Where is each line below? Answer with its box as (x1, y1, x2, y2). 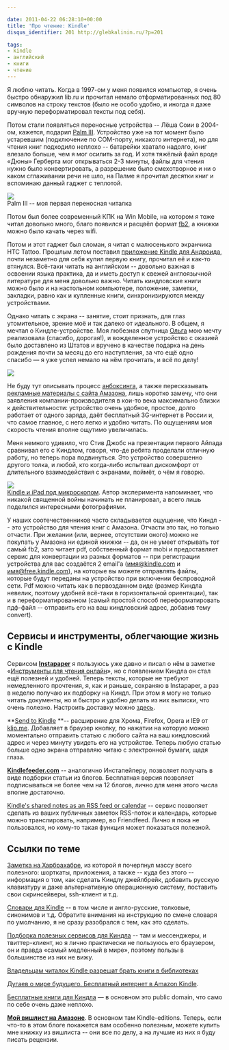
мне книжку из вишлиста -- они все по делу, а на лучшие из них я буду (7, 1028, 216, 1036)
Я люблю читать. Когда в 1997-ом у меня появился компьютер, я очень (7, 85, 217, 93)
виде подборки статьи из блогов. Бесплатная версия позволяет (7, 773, 194, 782)
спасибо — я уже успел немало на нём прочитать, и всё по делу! (7, 355, 199, 363)
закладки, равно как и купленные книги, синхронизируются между (7, 291, 205, 299)
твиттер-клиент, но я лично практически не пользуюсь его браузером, (7, 939, 215, 947)
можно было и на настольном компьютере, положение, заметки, (7, 284, 198, 292)
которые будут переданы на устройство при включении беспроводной (7, 574, 216, 582)
